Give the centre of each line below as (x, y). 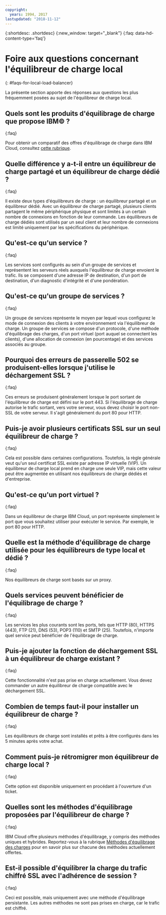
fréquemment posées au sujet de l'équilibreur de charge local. (69, 98)
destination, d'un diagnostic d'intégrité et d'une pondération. (67, 280)
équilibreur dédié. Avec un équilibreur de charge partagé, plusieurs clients (81, 206)
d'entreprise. (18, 479)
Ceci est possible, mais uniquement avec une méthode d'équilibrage (75, 897)
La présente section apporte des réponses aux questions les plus (72, 93)
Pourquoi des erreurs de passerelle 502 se (72, 359)
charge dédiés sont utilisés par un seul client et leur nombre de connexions (82, 222)
